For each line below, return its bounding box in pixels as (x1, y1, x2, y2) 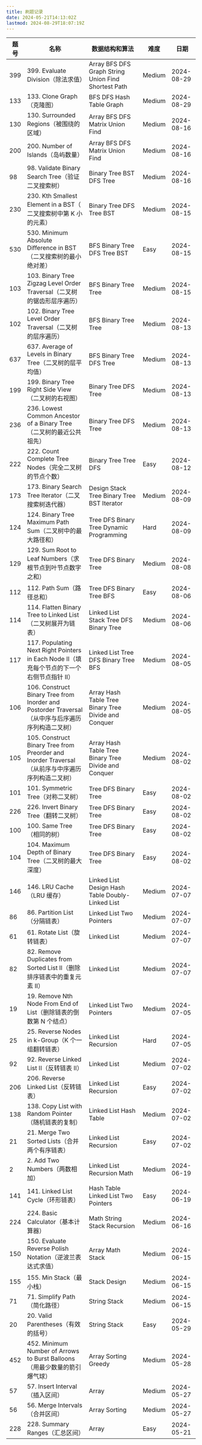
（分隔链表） (26, 917, 64, 925)
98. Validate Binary (26, 164, 81, 172)
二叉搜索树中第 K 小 (26, 209, 83, 218)
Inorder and (26, 698, 60, 707)
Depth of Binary (26, 848, 72, 857)
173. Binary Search (26, 483, 82, 491)
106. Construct (26, 683, 70, 691)
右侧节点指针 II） (26, 673, 75, 681)
